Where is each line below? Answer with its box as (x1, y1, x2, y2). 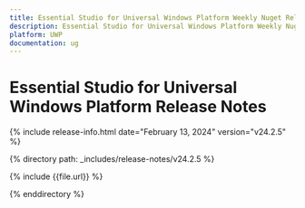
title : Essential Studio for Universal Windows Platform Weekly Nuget (9, 13, 282, 23)
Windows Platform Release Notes (9, 97, 267, 118)
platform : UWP (9, 30, 64, 39)
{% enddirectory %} (9, 189, 84, 200)
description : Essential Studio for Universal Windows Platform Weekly (9, 22, 282, 31)
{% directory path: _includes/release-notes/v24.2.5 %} (9, 154, 215, 165)
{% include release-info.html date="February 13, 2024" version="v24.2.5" (9, 127, 287, 137)
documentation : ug (9, 38, 79, 48)
